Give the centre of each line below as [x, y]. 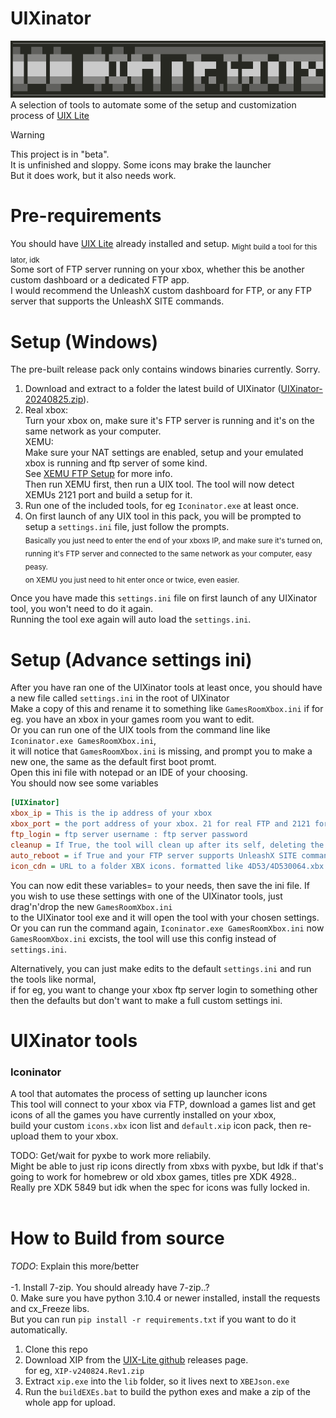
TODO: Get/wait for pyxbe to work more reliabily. [111, 1156]
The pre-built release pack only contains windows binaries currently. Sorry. [165, 369]
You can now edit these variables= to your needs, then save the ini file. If [160, 885]
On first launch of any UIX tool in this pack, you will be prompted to [163, 516]
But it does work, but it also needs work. [93, 175]
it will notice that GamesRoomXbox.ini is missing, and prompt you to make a [161, 751]
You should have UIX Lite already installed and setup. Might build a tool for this [164, 244]
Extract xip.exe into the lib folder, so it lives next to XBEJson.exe [157, 1381]
